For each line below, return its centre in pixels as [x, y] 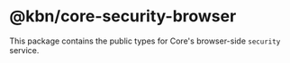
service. [24, 50]
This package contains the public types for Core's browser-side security [145, 41]
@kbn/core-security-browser [123, 16]
